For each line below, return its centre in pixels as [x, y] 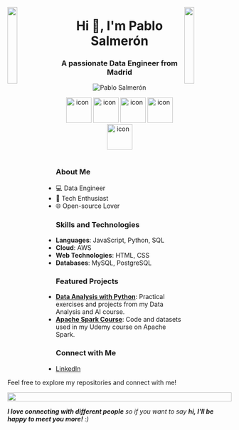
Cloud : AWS [74, 248]
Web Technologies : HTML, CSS [103, 256]
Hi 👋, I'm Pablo [119, 26]
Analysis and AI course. [90, 312]
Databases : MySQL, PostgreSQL [104, 263]
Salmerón [119, 41]
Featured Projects [87, 281]
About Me [73, 172]
